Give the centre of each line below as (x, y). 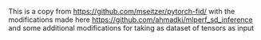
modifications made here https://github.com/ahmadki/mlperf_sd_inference (130, 20)
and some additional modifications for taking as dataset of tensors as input (131, 28)
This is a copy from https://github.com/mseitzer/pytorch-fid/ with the (122, 11)
